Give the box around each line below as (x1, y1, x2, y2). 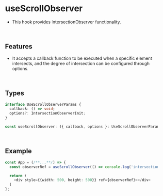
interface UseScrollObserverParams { (5, 102, 81, 107)
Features (5, 42, 33, 51)
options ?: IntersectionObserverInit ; (9, 111, 86, 116)
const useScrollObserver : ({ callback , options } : (5, 124, 110, 129)
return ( (9, 173, 27, 178)
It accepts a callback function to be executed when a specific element (12, 55, 152, 61)
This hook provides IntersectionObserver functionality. (12, 19, 121, 25)
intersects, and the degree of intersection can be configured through (12, 60, 150, 66)
